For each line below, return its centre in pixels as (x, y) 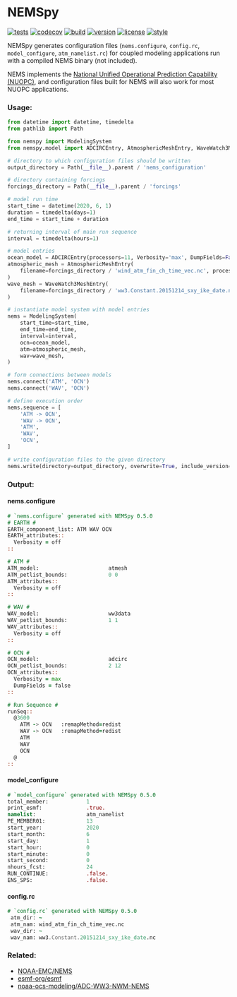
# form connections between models (60, 375)
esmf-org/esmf (39, 978)
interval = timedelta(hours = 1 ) (53, 238)
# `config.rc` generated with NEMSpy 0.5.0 (72, 912)
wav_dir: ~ (26, 931)
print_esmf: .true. (56, 808)
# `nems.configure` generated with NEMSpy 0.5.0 (80, 516)
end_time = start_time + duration (58, 219)
